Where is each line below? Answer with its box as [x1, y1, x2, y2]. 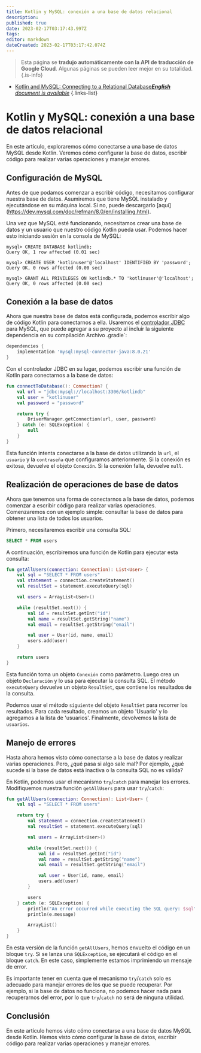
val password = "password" [17, 400, 84, 406]
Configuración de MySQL [6, 173, 103, 183]
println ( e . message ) [28, 911, 77, 917]
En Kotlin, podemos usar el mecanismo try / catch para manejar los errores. [6, 778, 190, 785]
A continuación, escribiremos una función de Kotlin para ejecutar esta [6, 549, 178, 556]
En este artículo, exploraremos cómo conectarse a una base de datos [6, 143, 178, 150]
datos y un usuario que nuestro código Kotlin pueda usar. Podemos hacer [6, 226, 187, 233]
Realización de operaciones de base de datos [6, 480, 178, 490]
